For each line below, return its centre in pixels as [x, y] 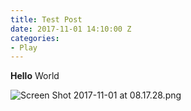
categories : [35, 38]
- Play [24, 47]
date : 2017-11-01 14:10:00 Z [71, 29]
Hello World [35, 76]
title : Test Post [46, 19]
